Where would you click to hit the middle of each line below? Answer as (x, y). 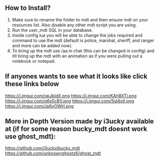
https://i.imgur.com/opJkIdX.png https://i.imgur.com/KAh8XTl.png (71, 96)
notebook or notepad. (34, 61)
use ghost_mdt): (31, 136)
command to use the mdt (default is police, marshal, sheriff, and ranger (83, 40)
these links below (32, 84)
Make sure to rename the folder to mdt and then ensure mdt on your (80, 19)
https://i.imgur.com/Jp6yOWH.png (40, 106)
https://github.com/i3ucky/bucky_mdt (42, 148)
